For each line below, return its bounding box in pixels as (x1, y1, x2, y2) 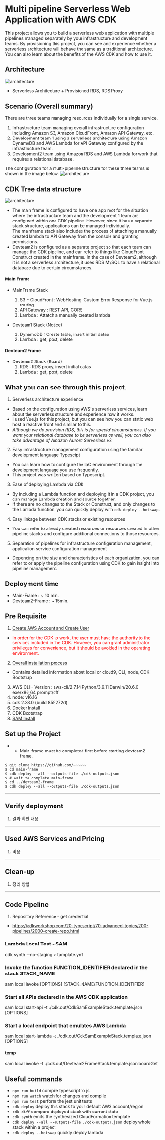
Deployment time (5, 580, 59, 588)
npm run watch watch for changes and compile (12, 1093, 107, 1099)
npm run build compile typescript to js (12, 1088, 90, 1094)
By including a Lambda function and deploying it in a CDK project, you (12, 491, 154, 497)
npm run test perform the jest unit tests (12, 1098, 92, 1104)
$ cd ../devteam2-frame (5, 780, 54, 785)
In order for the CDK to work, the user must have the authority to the (12, 635, 151, 640)
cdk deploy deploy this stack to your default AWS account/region (12, 1104, 144, 1110)
